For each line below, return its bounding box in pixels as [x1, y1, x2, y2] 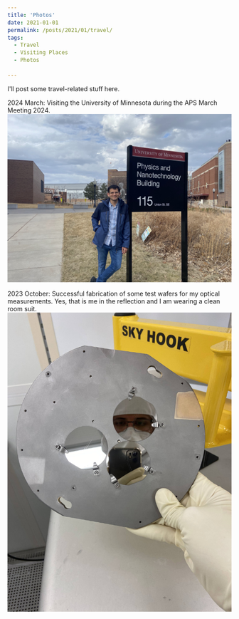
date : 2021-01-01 [7, 19, 59, 26]
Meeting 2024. [7, 105, 51, 114]
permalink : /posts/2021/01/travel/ [7, 26, 113, 33]
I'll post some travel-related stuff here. [7, 84, 120, 93]
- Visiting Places [14, 49, 69, 56]
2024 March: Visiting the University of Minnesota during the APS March [7, 98, 218, 107]
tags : [7, 34, 23, 41]
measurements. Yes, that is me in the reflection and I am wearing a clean [7, 296, 221, 306]
